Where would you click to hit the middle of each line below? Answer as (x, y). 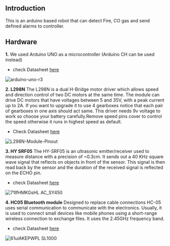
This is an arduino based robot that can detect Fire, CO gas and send (78, 20)
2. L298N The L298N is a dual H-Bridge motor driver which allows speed (82, 89)
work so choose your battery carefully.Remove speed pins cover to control (83, 116)
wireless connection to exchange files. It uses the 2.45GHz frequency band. (85, 219)
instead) (14, 59)
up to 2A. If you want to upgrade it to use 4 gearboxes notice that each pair (84, 105)
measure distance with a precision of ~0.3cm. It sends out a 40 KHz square (84, 157)
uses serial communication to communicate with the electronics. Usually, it (83, 207)
